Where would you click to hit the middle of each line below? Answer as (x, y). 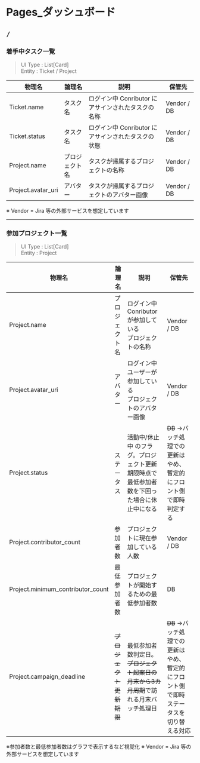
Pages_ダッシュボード (61, 12)
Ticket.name (26, 107)
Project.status (29, 473)
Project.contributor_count (45, 543)
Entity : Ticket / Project (49, 71)
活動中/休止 (143, 437)
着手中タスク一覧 (31, 51)
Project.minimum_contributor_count (59, 589)
